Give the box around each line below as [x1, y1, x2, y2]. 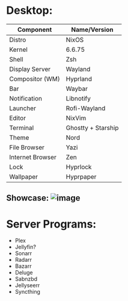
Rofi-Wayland [66, 104, 106, 112]
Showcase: [6, 193, 49, 203]
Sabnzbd [14, 275, 38, 283]
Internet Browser [9, 153, 57, 161]
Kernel [9, 45, 28, 54]
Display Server [9, 64, 51, 73]
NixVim [66, 114, 87, 122]
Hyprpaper [66, 172, 97, 181]
